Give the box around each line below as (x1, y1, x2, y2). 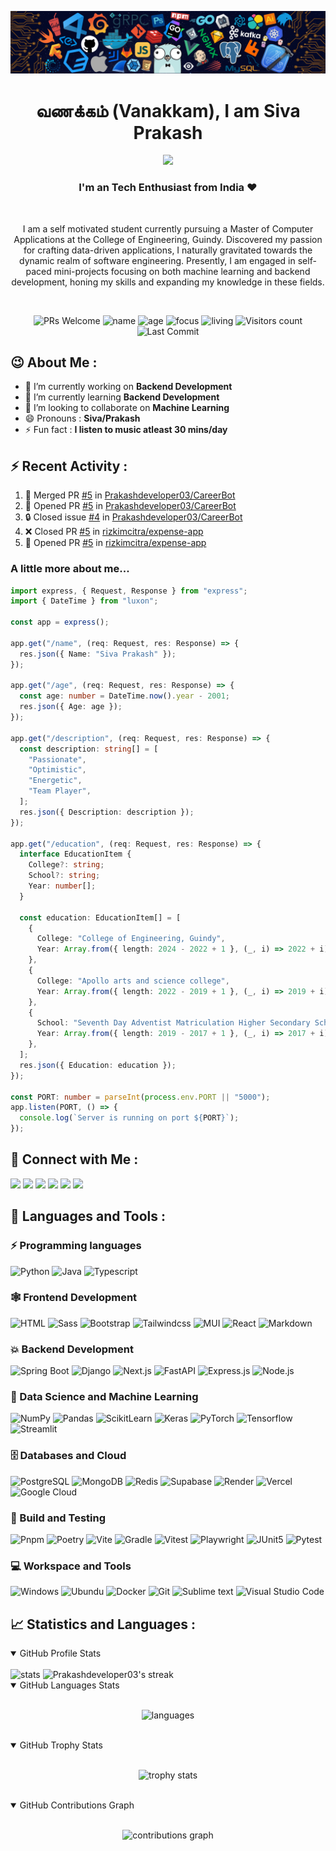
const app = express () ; (10, 617, 110, 628)
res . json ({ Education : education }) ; (19, 1060, 177, 1070)
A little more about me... (10, 562, 130, 576)
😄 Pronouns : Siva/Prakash (24, 412, 141, 425)
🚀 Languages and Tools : (10, 1208, 166, 1225)
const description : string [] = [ (19, 744, 159, 754)
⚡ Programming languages (10, 1239, 142, 1253)
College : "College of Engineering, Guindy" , (36, 934, 226, 944)
